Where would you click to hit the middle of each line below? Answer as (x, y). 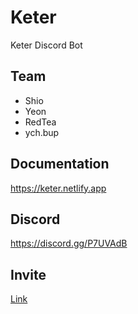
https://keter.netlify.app (58, 188)
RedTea (40, 122)
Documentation (60, 164)
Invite (28, 274)
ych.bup (42, 132)
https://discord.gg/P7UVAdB (69, 243)
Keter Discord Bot (46, 45)
